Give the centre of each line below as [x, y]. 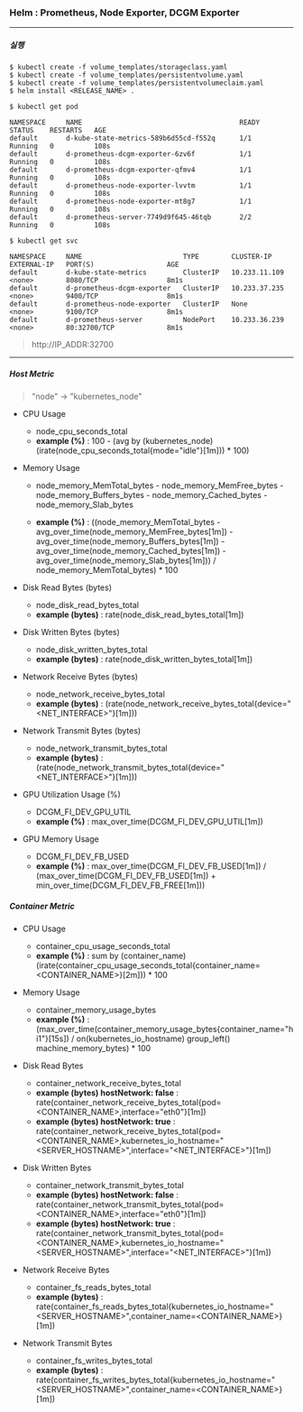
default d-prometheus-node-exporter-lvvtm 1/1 [131, 186]
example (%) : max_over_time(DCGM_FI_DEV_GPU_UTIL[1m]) [150, 822]
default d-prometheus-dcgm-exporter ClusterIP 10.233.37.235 [147, 289]
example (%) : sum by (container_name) [111, 956]
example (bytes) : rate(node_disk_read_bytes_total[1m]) [140, 614]
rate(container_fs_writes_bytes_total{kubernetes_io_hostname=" [156, 1380]
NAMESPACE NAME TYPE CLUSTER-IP [141, 257]
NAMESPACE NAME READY [134, 123]
